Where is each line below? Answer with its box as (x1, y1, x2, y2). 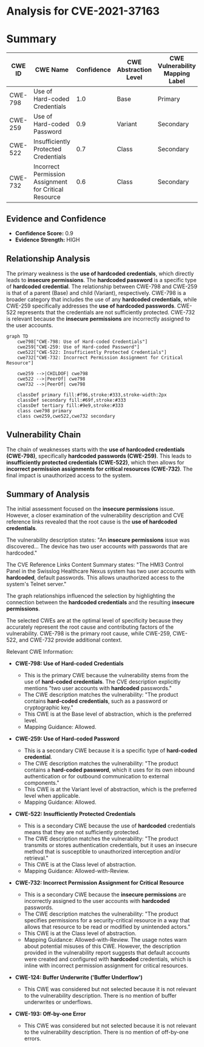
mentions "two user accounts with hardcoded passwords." (24, 685, 172, 692)
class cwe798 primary (17, 407, 72, 414)
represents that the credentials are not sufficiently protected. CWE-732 (17, 308, 195, 316)
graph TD (6, 333, 29, 339)
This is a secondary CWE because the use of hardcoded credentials (24, 822, 195, 829)
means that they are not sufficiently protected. (24, 829, 140, 836)
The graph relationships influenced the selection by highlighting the (6, 592, 175, 600)
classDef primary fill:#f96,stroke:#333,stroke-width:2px (17, 392, 167, 398)
